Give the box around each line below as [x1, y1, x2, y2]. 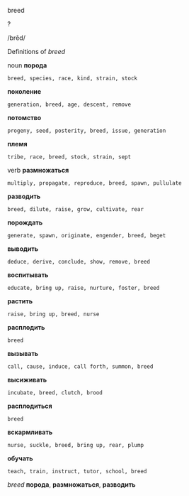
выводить [7, 244, 39, 253]
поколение [7, 87, 42, 95]
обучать [7, 454, 33, 463]
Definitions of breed [7, 48, 66, 55]
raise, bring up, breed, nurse [7, 311, 100, 318]
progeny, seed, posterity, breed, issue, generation [7, 127, 166, 134]
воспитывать [7, 271, 49, 279]
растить [7, 297, 33, 305]
